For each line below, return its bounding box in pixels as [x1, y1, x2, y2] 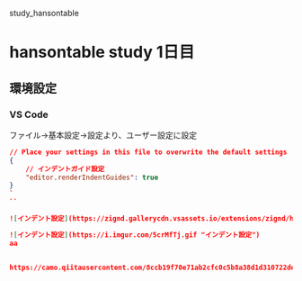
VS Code [9, 108, 49, 121]
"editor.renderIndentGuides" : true [25, 173, 159, 182]
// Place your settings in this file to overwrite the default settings [9, 148, 288, 157]
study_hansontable [9, 8, 79, 18]
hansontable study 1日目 [9, 42, 195, 62]
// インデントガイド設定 [25, 164, 105, 174]
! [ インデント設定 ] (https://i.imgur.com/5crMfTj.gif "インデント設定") [9, 230, 261, 240]
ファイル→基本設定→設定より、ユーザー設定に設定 [9, 130, 198, 140]
